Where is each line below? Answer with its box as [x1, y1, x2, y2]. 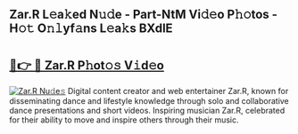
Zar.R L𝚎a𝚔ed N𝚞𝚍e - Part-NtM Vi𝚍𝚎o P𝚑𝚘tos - [9, 7, 278, 22]
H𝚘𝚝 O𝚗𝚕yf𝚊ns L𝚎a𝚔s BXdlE [9, 21, 173, 36]
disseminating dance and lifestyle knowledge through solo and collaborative [9, 96, 290, 106]
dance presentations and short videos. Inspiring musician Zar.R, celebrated [9, 106, 286, 115]
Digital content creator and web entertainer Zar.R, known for [67, 86, 289, 96]
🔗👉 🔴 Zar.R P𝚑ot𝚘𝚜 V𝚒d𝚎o [9, 58, 165, 73]
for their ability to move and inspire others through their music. [9, 114, 239, 125]
